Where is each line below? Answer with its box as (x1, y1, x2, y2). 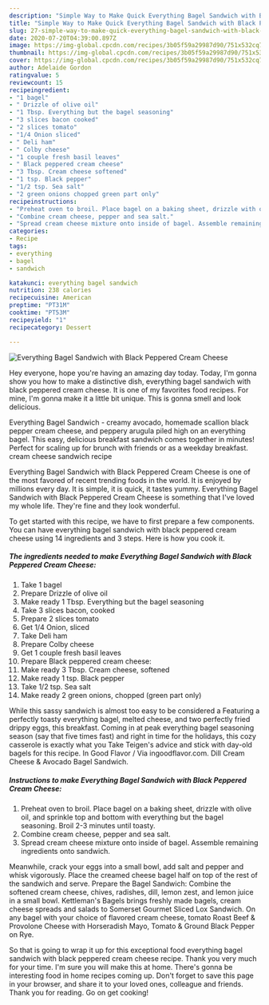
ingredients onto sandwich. (20, 847, 111, 856)
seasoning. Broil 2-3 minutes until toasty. (20, 821, 156, 831)
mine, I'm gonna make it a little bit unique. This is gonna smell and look (9, 393, 242, 403)
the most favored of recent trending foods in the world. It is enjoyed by (9, 475, 242, 485)
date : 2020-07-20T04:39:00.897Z (9, 34, 117, 42)
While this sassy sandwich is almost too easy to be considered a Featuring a (9, 706, 260, 716)
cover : (9, 57, 31, 65)
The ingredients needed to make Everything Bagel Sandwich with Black (9, 552, 252, 561)
